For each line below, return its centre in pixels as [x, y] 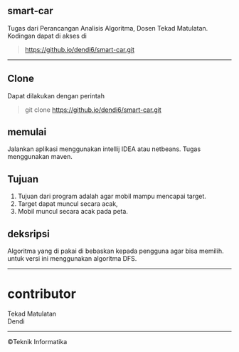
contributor [42, 294]
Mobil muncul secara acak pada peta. [73, 212]
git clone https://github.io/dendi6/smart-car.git [93, 110]
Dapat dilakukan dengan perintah [56, 95]
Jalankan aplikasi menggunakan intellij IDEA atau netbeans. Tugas [104, 149]
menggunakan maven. [40, 157]
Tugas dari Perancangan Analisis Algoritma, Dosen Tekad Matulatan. [108, 28]
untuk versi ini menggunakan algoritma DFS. [72, 259]
